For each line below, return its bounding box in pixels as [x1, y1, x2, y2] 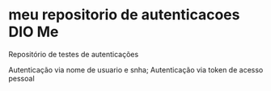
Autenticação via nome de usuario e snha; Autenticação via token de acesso [8, 64, 264, 74]
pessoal [8, 73, 35, 83]
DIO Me [8, 23, 59, 41]
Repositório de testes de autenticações [8, 49, 139, 59]
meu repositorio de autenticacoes [8, 6, 240, 24]
